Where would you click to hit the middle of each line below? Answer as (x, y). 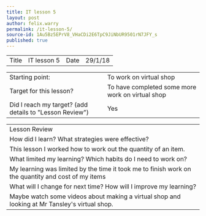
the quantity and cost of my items (58, 177)
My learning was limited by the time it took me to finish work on (100, 169)
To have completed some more (152, 87)
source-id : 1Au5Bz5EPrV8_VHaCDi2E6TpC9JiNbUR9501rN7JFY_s (82, 35)
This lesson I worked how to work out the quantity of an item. (97, 149)
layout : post (23, 18)
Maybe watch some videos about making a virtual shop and (95, 196)
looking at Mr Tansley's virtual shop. (61, 204)
